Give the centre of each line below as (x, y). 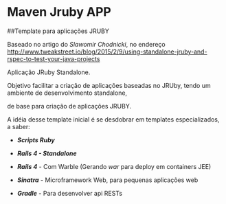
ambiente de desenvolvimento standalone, (67, 93)
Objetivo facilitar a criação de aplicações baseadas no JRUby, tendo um (109, 85)
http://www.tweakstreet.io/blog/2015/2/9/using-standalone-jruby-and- (107, 52)
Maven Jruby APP (59, 12)
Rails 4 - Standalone (47, 153)
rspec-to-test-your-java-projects (54, 58)
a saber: (19, 126)
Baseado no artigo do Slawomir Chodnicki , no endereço (87, 44)
